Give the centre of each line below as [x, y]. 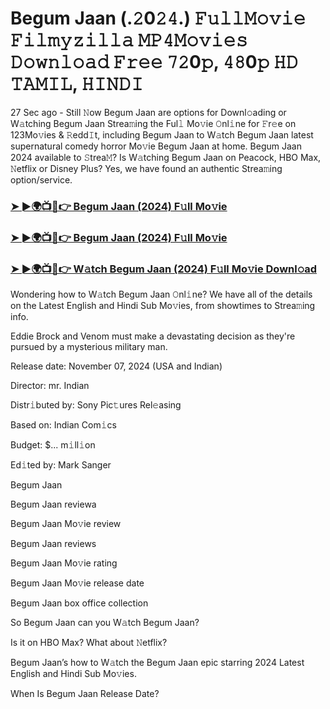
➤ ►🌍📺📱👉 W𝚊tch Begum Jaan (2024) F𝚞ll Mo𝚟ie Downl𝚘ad [164, 269]
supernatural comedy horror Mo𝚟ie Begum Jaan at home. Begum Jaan [156, 146]
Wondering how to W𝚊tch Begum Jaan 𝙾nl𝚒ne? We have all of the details [161, 294]
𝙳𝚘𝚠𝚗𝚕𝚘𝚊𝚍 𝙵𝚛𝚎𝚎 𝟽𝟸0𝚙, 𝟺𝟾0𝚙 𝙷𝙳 [154, 62]
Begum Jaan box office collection [79, 603]
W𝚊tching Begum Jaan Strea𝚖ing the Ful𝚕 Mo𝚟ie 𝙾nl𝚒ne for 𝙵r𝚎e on [153, 123]
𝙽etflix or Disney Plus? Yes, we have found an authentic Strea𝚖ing [146, 168]
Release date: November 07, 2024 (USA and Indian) [116, 366]
